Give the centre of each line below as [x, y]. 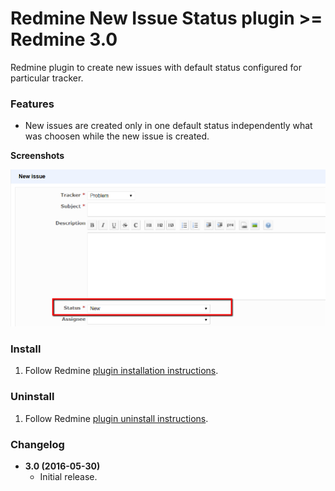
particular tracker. [47, 78]
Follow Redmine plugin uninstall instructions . [116, 418]
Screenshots [37, 156]
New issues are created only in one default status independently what [168, 126]
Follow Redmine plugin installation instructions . [121, 371]
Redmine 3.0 [64, 39]
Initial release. [68, 476]
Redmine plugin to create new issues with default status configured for [156, 67]
